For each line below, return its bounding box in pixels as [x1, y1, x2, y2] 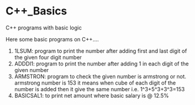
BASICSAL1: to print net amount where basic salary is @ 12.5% [14, 92, 169, 99]
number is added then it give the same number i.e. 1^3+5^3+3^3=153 [14, 85, 185, 92]
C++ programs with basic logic [5, 24, 82, 31]
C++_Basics [5, 4, 67, 18]
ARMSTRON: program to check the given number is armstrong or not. [14, 73, 187, 80]
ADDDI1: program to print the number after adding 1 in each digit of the [14, 60, 189, 67]
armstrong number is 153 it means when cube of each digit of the [14, 79, 176, 86]
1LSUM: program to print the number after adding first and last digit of [14, 47, 187, 55]
